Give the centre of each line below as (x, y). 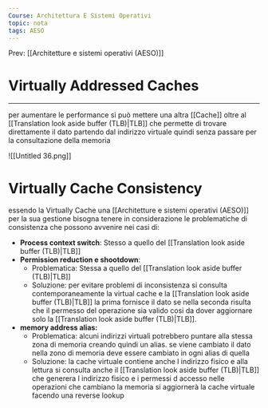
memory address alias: (59, 327)
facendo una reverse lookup (78, 395)
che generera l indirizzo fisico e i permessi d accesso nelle (128, 378)
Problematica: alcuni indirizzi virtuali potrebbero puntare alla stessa (142, 336)
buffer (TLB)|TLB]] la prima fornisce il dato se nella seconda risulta (141, 302)
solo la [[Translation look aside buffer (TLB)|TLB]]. (114, 319)
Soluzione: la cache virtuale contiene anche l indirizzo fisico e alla (140, 362)
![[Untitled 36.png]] (40, 156)
